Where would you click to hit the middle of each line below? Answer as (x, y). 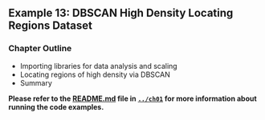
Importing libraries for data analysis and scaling (99, 66)
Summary (36, 82)
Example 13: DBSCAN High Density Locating (121, 13)
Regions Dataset (50, 26)
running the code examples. (56, 106)
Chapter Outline (40, 49)
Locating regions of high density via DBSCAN (95, 74)
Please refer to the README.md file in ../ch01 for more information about (132, 98)
